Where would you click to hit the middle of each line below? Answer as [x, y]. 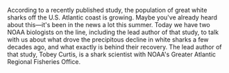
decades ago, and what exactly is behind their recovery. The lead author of [114, 47]
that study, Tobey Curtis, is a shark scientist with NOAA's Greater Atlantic [112, 54]
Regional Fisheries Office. [44, 62]
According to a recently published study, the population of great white [107, 10]
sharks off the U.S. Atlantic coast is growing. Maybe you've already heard [112, 17]
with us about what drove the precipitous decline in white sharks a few [108, 40]
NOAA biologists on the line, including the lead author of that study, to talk [113, 32]
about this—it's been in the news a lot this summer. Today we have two [109, 25]
